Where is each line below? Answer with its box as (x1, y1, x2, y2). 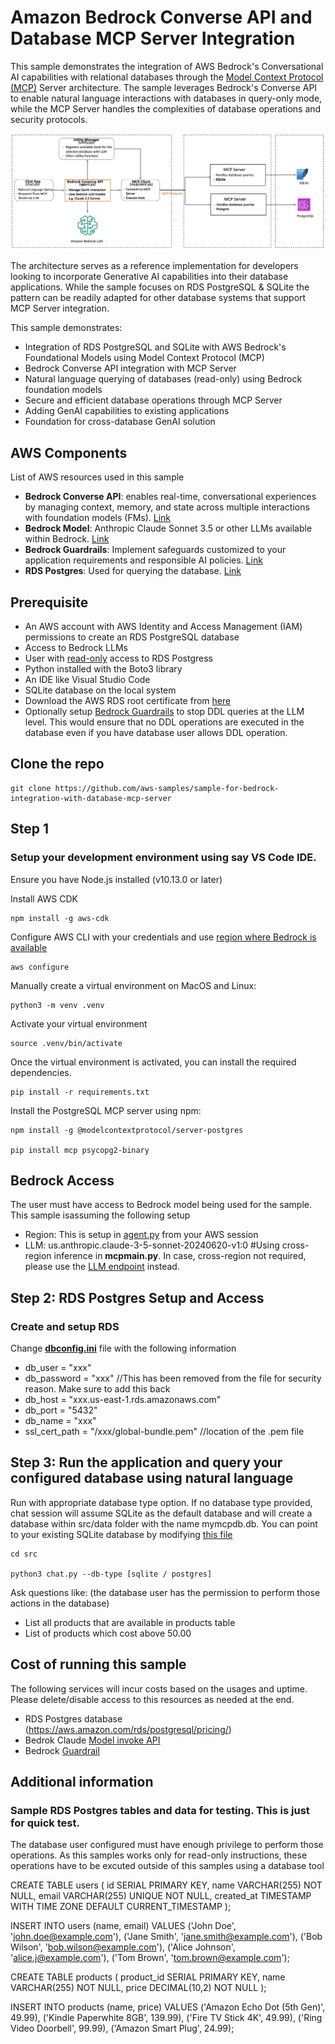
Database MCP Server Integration (10, 27, 296, 50)
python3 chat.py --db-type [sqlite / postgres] (10, 1569, 213, 1579)
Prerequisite (10, 594, 89, 611)
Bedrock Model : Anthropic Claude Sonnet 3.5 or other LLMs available (24, 522, 313, 535)
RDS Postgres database (24, 1712, 123, 1725)
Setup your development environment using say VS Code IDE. (10, 851, 317, 865)
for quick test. (10, 1816, 80, 1830)
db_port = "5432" (24, 1404, 98, 1416)
